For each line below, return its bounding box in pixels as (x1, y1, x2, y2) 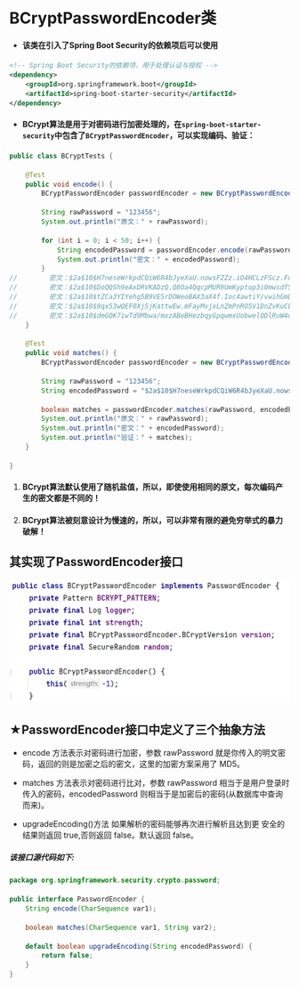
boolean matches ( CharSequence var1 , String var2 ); (25, 923, 217, 932)
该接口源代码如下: (9, 852, 75, 863)
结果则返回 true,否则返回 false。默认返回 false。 (21, 829, 198, 841)
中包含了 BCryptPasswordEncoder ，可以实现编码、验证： (54, 130, 255, 141)
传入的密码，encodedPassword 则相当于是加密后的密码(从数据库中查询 (21, 789, 283, 799)
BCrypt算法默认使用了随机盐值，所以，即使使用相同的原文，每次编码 (21, 481, 276, 492)
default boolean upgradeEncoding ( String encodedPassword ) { (25, 942, 253, 951)
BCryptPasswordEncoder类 (9, 8, 217, 28)
